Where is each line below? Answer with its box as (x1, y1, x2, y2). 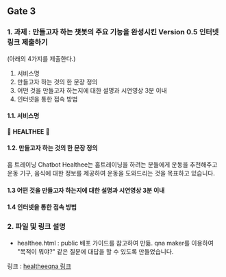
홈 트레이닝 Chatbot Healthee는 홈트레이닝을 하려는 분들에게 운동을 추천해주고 (7, 160, 218, 169)
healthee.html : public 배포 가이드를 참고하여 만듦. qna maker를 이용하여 (16, 239, 214, 247)
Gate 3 (7, 5, 36, 17)
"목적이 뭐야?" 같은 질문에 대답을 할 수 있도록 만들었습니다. (16, 247, 174, 256)
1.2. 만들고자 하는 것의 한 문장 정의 (7, 144, 98, 152)
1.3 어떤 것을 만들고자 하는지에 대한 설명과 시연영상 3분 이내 (7, 186, 165, 194)
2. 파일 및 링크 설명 (7, 222, 66, 232)
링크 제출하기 (7, 38, 48, 47)
